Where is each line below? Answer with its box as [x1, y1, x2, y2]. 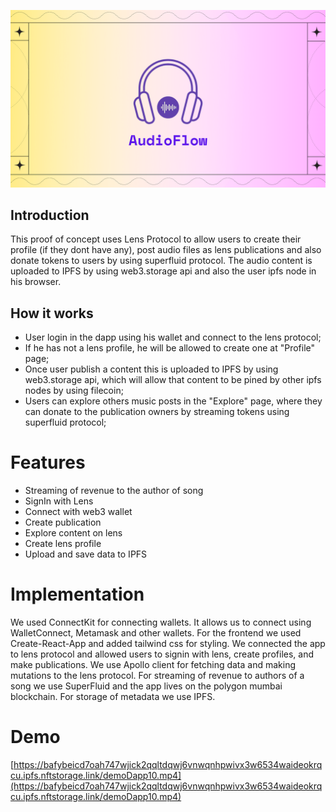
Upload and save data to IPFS [24, 548, 148, 560]
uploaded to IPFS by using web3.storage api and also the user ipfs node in [10, 265, 317, 277]
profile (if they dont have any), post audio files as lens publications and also [10, 244, 322, 256]
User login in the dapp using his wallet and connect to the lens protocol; [24, 331, 322, 344]
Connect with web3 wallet [24, 506, 133, 518]
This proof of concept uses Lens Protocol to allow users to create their [10, 233, 302, 245]
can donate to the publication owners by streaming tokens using [24, 406, 290, 418]
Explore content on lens [24, 527, 123, 539]
